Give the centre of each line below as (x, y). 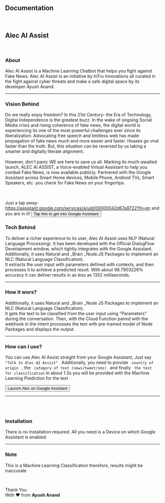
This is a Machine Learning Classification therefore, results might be (74, 465)
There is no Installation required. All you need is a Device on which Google (80, 432)
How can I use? (24, 346)
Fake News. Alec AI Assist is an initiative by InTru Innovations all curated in (80, 76)
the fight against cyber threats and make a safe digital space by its (72, 81)
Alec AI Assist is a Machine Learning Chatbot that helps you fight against (79, 71)
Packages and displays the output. (40, 329)
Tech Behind (20, 227)
